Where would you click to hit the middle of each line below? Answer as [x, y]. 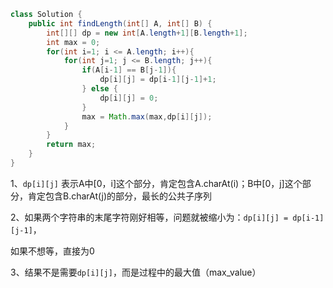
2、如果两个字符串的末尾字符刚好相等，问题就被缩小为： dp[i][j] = [149, 217]
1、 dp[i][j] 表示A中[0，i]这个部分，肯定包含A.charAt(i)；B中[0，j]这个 [156, 183]
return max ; [71, 145]
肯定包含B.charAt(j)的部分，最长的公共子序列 [120, 196]
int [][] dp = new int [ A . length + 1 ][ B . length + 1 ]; [147, 33]
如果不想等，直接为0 [52, 251]
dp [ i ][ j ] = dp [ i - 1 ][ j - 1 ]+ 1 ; [158, 80]
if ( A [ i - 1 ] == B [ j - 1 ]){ [129, 70]
